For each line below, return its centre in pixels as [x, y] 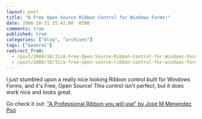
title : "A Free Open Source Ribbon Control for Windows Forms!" [88, 17]
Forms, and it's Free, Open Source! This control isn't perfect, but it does [95, 85]
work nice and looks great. [39, 92]
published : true [26, 34]
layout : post [23, 12]
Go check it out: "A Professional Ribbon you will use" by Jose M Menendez [99, 103]
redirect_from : [25, 51]
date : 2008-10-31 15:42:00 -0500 [48, 23]
